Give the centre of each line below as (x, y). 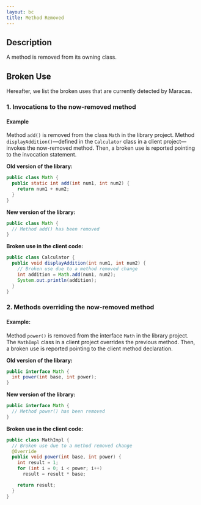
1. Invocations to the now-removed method (71, 107)
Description (29, 42)
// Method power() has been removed (58, 411)
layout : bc (20, 12)
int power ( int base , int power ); (54, 377)
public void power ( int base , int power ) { (67, 457)
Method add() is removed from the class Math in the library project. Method (100, 135)
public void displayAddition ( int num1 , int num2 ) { (79, 264)
